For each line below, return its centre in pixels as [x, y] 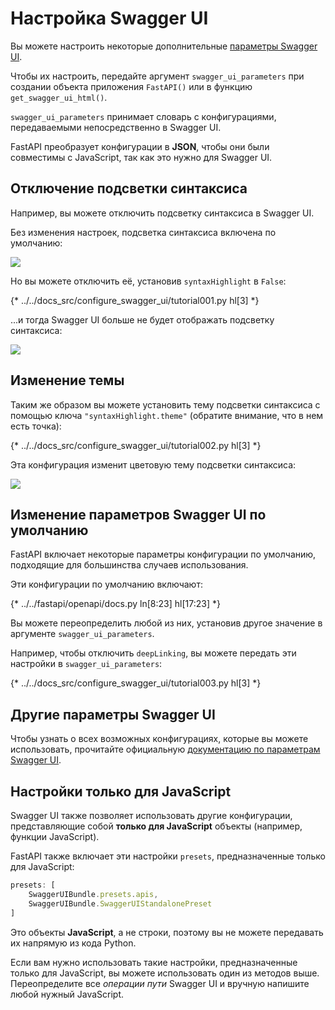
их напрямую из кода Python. [73, 943]
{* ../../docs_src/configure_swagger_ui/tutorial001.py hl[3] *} [135, 300]
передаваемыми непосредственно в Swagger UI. [116, 127]
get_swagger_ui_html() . [59, 97]
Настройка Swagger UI [109, 18]
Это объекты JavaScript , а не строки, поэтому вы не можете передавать [167, 932]
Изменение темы [67, 380]
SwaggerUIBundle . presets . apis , [93, 894]
